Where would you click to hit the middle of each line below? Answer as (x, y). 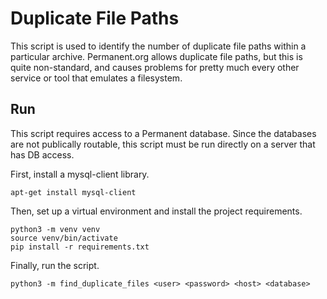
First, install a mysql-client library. (80, 174)
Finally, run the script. (55, 265)
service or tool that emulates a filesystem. (96, 78)
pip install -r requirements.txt (80, 247)
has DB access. (42, 154)
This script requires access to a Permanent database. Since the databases (163, 133)
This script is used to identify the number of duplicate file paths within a (158, 46)
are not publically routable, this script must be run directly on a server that (163, 144)
